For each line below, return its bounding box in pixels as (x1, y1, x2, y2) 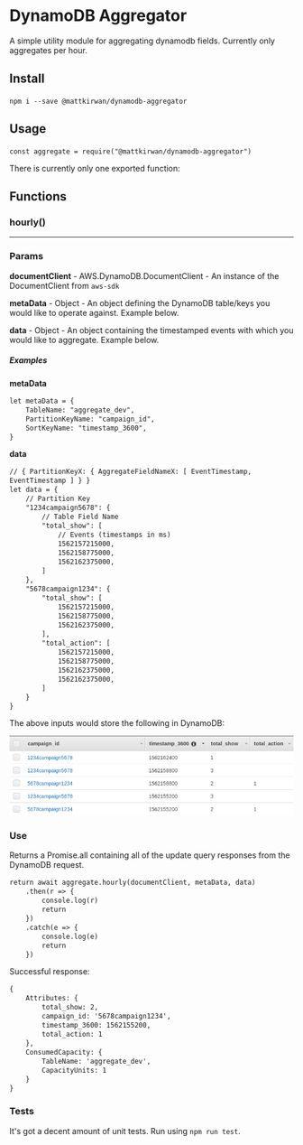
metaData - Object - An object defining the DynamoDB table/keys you (9, 297, 271, 308)
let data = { (9, 485, 59, 494)
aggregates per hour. (9, 44, 87, 55)
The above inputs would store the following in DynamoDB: (9, 717, 225, 728)
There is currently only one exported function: (9, 163, 180, 173)
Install (9, 71, 45, 87)
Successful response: (9, 966, 90, 977)
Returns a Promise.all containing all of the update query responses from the (9, 850, 290, 861)
